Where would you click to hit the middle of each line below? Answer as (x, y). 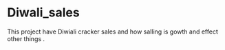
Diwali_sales (44, 13)
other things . (26, 38)
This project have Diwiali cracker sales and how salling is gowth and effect (112, 32)
